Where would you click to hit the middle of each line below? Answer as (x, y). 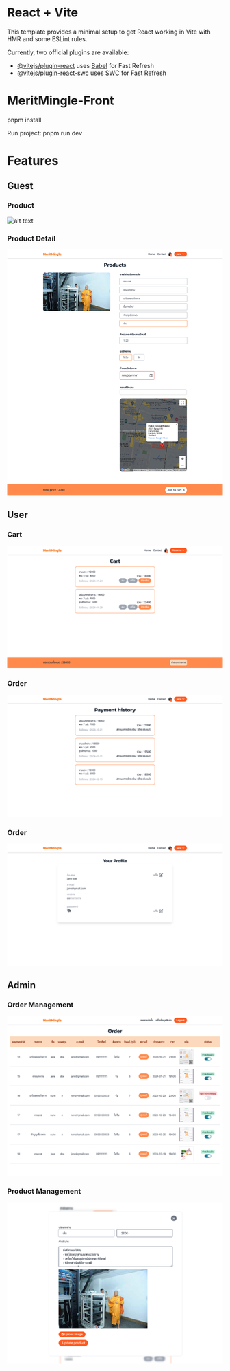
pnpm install (24, 120)
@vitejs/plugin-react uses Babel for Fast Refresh (86, 65)
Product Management (44, 1191)
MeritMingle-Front (61, 101)
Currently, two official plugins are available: (68, 52)
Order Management (40, 1005)
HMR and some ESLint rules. (47, 38)
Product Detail (31, 238)
